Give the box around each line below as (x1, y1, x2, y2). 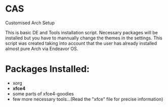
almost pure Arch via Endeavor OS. (5, 45, 78, 51)
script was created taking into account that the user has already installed (5, 40, 157, 46)
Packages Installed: (5, 64, 90, 75)
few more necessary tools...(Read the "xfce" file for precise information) (12, 96, 163, 102)
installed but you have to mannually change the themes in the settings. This (5, 35, 163, 41)
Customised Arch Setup (5, 20, 55, 26)
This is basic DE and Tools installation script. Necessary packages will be (5, 29, 158, 35)
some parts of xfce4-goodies (12, 90, 74, 96)
